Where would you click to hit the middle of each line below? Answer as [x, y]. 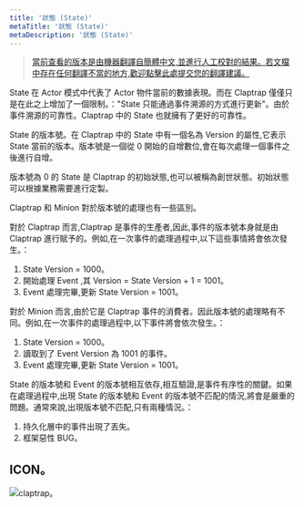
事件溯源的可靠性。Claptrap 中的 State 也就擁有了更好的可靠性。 [131, 116]
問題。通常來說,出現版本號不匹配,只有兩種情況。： [101, 408]
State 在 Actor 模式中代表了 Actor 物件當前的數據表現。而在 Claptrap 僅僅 [147, 93]
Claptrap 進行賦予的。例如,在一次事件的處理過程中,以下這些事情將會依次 [145, 239]
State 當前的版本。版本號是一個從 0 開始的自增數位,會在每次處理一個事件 [146, 146]
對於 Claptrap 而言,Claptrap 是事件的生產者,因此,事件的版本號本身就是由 [144, 227]
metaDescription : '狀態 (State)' [71, 35]
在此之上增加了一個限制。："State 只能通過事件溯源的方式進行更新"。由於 [153, 104]
